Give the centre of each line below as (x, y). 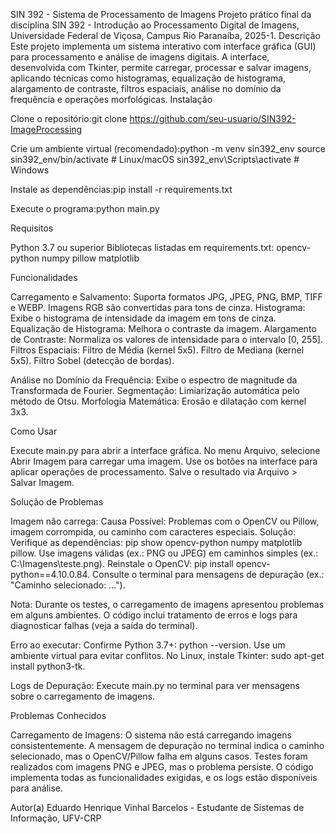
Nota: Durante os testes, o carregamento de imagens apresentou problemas (167, 604)
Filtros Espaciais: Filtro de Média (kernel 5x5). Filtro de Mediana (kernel (157, 350)
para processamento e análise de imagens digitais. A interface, (140, 57)
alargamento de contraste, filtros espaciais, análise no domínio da (146, 88)
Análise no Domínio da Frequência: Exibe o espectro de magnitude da (154, 380)
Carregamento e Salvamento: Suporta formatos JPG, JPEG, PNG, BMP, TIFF (166, 297)
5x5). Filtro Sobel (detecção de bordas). (92, 360)
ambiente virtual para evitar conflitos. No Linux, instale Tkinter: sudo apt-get (167, 655)
